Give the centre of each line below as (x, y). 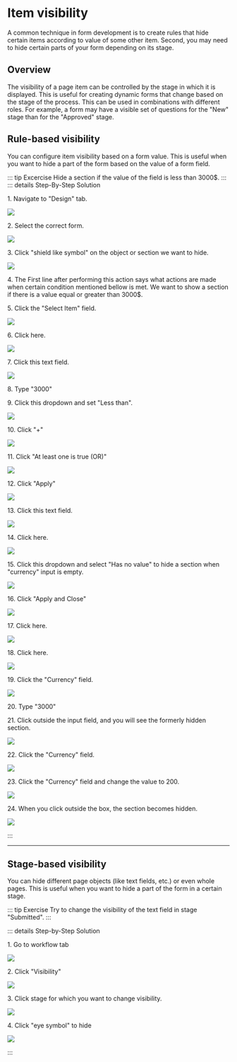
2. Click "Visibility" (34, 972)
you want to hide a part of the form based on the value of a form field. (109, 163)
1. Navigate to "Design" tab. (47, 199)
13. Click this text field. (40, 510)
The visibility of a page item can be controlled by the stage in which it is (111, 87)
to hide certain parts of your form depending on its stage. (91, 47)
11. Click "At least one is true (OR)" (57, 456)
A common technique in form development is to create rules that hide (108, 33)
